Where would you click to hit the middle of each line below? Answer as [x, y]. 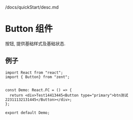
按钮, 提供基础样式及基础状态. [35, 43]
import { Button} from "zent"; [37, 77]
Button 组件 [29, 29]
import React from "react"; [34, 72]
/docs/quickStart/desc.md [32, 7]
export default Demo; [28, 113]
